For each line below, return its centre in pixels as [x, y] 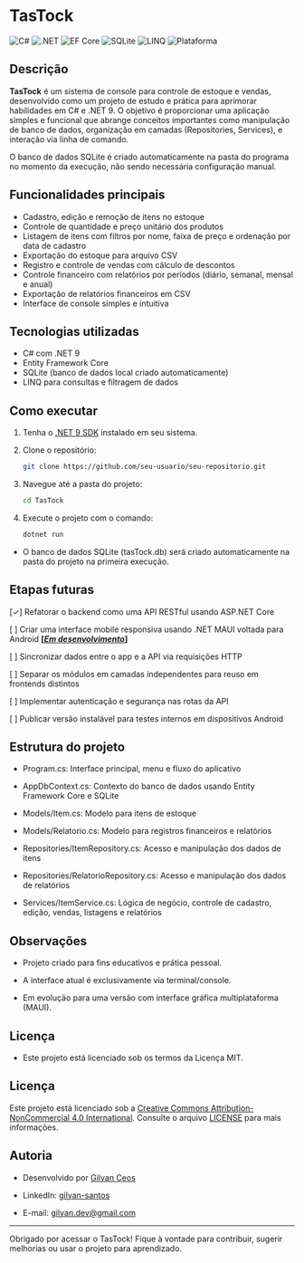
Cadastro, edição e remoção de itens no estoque [114, 216]
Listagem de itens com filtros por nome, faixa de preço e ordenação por [157, 235]
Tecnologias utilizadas [74, 331]
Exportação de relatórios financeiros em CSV [107, 293]
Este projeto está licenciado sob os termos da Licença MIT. [133, 1058]
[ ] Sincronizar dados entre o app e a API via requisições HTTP [126, 656]
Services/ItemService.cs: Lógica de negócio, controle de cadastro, [147, 903]
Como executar [53, 411]
